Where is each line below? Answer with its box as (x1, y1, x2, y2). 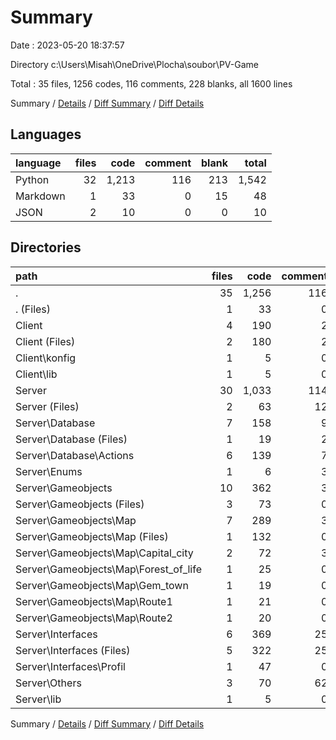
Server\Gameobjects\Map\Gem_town (15, 578, 189, 592)
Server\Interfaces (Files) (15, 643, 131, 657)
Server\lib (15, 692, 62, 706)
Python (15, 172, 50, 186)
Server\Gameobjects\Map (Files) (15, 529, 169, 543)
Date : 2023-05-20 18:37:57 (10, 39, 125, 51)
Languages (10, 126, 82, 143)
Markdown (15, 189, 66, 203)
